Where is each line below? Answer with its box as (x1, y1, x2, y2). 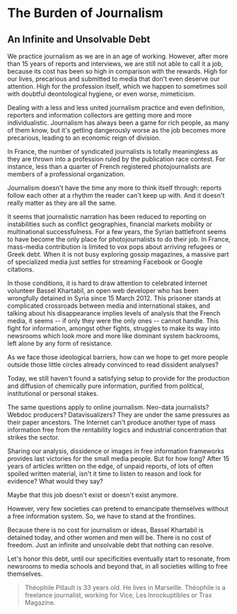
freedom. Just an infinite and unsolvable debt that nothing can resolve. (7, 541, 214, 549)
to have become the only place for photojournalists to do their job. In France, (7, 235, 231, 243)
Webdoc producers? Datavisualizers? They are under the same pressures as (7, 411, 230, 419)
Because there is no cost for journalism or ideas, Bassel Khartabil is (7, 526, 204, 534)
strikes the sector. (7, 433, 60, 441)
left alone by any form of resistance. (7, 339, 113, 347)
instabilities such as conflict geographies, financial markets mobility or (7, 220, 212, 228)
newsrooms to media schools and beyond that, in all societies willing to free (7, 562, 228, 570)
